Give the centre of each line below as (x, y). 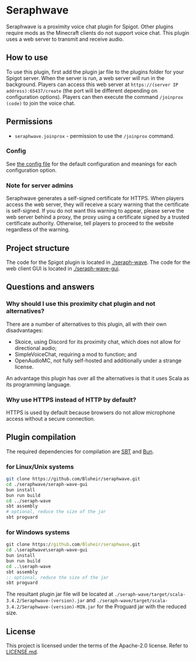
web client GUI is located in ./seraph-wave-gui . (63, 268)
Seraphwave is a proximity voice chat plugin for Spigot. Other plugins (90, 27)
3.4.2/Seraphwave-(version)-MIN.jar (51, 607)
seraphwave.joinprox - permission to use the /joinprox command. (94, 135)
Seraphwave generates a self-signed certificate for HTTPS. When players (95, 199)
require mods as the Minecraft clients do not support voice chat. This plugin (98, 32)
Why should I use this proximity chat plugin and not (81, 304)
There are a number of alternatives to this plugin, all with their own (86, 324)
